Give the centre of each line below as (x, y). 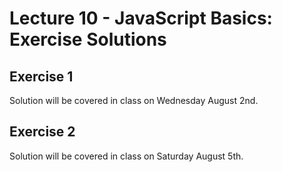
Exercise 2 (42, 132)
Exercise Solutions (88, 39)
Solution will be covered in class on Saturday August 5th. (126, 156)
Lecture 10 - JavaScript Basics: (141, 18)
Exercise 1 (41, 76)
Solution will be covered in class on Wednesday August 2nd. (134, 100)
